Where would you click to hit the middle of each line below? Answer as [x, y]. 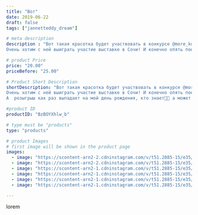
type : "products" [27, 130]
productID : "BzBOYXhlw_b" [38, 114]
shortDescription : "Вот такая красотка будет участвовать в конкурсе [93, 87]
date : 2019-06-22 [27, 17]
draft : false [22, 22]
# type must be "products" [39, 125]
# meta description [30, 39]
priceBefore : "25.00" [33, 71]
